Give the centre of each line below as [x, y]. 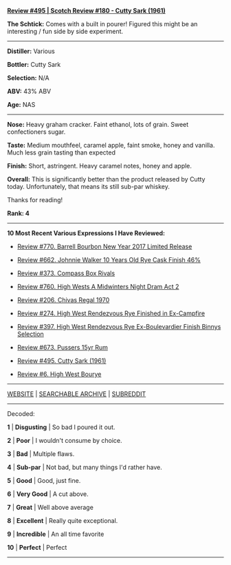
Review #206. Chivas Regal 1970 [63, 300]
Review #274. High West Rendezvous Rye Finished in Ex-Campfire [111, 313]
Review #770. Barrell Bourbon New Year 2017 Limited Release [104, 246]
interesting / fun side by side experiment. [65, 31]
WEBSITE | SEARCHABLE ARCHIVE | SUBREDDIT [77, 394]
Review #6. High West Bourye [59, 374]
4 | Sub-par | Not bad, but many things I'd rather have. [85, 467]
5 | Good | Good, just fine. [44, 480]
